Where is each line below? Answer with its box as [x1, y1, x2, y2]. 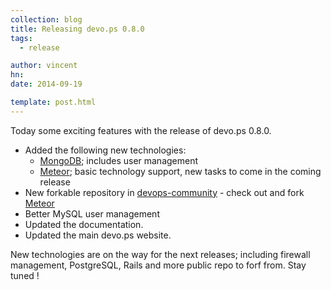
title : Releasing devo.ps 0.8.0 [10, 24, 145, 34]
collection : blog [10, 14, 83, 25]
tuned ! [10, 269, 40, 281]
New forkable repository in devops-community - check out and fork [24, 186, 305, 198]
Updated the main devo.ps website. [24, 229, 172, 241]
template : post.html [10, 97, 97, 107]
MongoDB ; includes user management [39, 154, 199, 166]
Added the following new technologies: [24, 144, 187, 156]
